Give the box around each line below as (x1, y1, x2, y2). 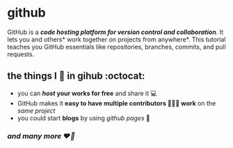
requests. (7, 50, 35, 58)
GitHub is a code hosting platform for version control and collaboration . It (7, 28, 224, 36)
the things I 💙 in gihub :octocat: (7, 70, 145, 82)
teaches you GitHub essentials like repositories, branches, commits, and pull (7, 42, 226, 51)
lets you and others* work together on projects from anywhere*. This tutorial (7, 35, 226, 43)
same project (17, 106, 56, 115)
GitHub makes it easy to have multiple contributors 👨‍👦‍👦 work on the (17, 99, 216, 107)
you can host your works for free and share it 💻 (17, 89, 157, 97)
